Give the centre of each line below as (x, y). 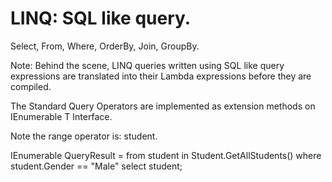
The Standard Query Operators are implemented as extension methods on (163, 106)
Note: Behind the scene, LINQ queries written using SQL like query (147, 65)
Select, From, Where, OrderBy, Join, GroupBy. (105, 46)
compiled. (31, 86)
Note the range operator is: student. (84, 136)
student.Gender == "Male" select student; (96, 166)
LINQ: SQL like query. (101, 18)
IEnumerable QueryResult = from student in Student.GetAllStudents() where (166, 155)
